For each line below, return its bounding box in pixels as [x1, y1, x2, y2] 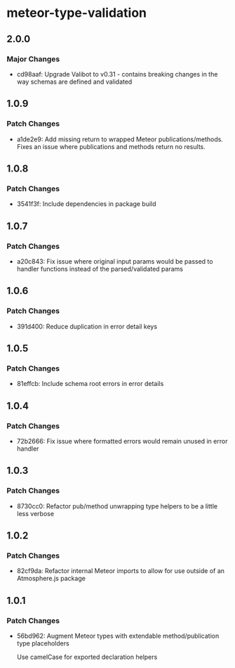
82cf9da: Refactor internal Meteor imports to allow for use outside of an [16, 567, 225, 575]
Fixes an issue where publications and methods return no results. [16, 142, 206, 150]
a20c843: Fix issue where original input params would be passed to [16, 257, 213, 265]
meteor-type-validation [6, 5, 147, 21]
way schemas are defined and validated [16, 77, 133, 86]
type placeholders [16, 639, 69, 648]
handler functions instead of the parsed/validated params [16, 264, 184, 273]
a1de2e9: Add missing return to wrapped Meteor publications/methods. [16, 135, 224, 143]
